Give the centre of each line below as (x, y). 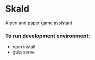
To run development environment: (48, 36)
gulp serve (24, 52)
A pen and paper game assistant (39, 23)
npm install (24, 47)
